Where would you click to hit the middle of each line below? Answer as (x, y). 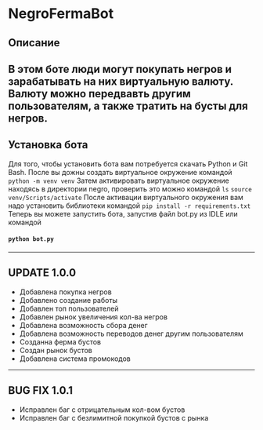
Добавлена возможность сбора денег (83, 325)
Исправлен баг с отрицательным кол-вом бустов (102, 410)
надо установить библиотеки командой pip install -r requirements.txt (130, 206)
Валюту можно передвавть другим (100, 94)
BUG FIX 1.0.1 (40, 390)
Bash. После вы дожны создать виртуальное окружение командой (120, 172)
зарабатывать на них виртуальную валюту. (121, 81)
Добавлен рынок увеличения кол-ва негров (94, 317)
